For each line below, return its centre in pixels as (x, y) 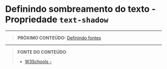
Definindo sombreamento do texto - (81, 9)
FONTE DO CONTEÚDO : (42, 52)
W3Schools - (38, 61)
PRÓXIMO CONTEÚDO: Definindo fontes (59, 37)
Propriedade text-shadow (57, 19)
